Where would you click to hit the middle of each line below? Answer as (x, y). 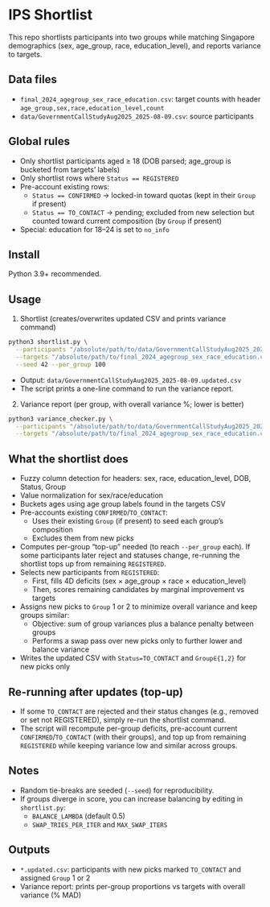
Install (24, 254)
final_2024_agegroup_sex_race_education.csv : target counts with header (140, 99)
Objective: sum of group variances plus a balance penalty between (143, 624)
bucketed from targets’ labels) (70, 169)
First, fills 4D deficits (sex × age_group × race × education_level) (139, 581)
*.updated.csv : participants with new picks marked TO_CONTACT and (130, 869)
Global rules (39, 141)
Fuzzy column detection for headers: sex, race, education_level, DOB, (135, 478)
